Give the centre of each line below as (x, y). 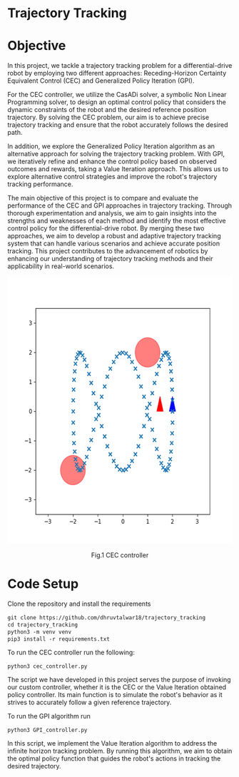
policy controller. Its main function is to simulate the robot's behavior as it (115, 695)
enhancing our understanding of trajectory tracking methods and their (110, 259)
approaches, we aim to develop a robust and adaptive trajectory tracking (114, 236)
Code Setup (43, 584)
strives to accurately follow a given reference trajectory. (90, 702)
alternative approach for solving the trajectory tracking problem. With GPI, (116, 154)
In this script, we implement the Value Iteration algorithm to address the (112, 743)
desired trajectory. (35, 766)
